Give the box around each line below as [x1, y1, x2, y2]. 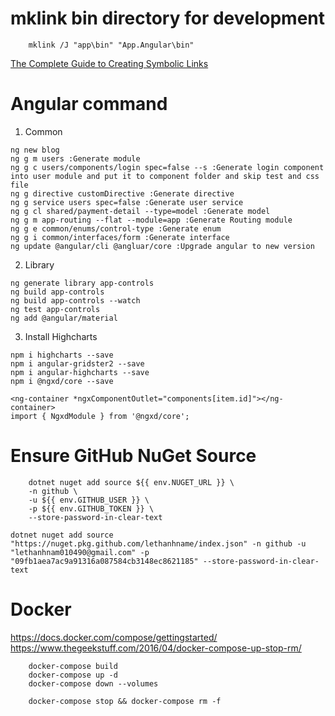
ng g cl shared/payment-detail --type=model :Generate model [10, 206, 271, 216]
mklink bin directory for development [10, 7, 326, 30]
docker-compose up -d [28, 670, 118, 680]
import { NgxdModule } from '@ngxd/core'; [10, 411, 190, 421]
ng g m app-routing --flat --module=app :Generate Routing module [10, 215, 293, 225]
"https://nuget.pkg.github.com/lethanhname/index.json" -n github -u [10, 538, 307, 549]
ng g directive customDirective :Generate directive [10, 188, 235, 199]
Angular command [10, 93, 168, 116]
